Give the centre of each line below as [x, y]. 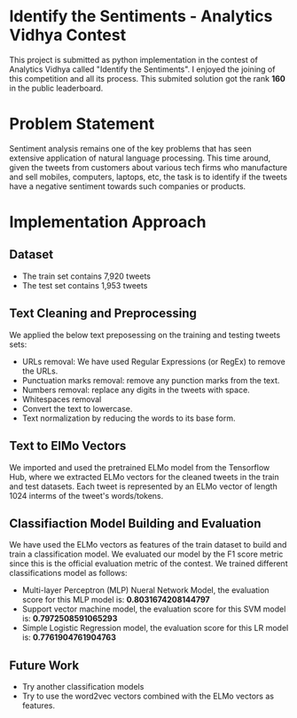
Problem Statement [82, 124]
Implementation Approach [108, 222]
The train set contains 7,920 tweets [86, 276]
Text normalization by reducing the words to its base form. [129, 418]
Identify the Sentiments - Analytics [141, 16]
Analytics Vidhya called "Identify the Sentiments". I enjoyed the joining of [142, 69]
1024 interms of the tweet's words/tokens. [86, 495]
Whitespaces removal [62, 399]
